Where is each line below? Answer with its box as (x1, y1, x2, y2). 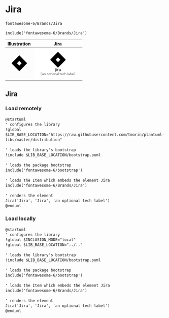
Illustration (7, 41, 31, 47)
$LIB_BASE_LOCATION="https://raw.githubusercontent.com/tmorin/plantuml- (5, 132, 165, 137)
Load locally (5, 215, 36, 222)
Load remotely (5, 105, 42, 112)
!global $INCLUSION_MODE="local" (5, 237, 76, 242)
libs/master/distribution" (5, 137, 62, 142)
